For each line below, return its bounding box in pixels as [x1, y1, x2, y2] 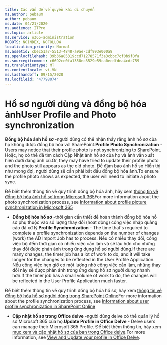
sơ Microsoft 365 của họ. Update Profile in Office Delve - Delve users [12, 318, 156, 324]
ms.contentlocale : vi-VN [5, 68, 57, 73]
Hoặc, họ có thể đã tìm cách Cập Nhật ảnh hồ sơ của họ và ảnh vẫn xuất [5, 152, 154, 158]
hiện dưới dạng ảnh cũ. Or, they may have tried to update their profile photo [5, 157, 159, 163]
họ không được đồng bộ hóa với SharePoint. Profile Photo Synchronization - [5, 141, 162, 147]
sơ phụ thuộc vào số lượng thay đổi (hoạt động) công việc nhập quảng [12, 219, 158, 225]
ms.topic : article [5, 30, 43, 35]
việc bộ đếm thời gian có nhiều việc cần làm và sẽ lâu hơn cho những [12, 240, 155, 246]
